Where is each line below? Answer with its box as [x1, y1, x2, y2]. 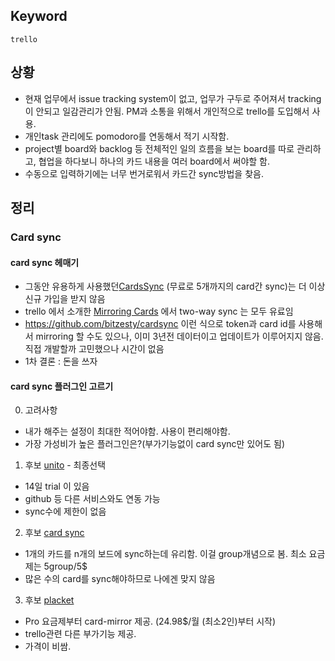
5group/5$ [43, 560, 88, 573]
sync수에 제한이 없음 [24, 505, 107, 518]
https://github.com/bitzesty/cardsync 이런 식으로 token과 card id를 [24, 318, 297, 330]
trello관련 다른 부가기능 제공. [24, 628, 137, 640]
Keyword [10, 8, 68, 25]
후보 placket [24, 594, 75, 606]
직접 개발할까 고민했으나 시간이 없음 [24, 343, 165, 355]
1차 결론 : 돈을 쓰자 [24, 355, 98, 368]
